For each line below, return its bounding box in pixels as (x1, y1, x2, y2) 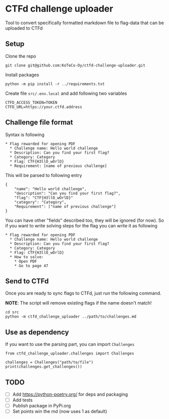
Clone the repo (5, 53, 36, 59)
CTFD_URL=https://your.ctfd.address (5, 104, 82, 109)
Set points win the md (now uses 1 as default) (12, 408, 107, 414)
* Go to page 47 (14, 263, 49, 268)
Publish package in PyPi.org (12, 403, 71, 409)
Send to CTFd (5, 277, 49, 285)
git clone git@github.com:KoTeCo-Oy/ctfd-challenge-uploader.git (5, 63, 145, 68)
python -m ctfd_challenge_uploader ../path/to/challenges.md (5, 314, 137, 319)
